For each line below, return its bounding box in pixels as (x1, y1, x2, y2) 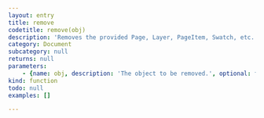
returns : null (8, 55, 55, 63)
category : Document (8, 41, 72, 48)
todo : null (8, 84, 44, 92)
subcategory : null (8, 48, 68, 55)
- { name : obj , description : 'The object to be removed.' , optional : (22, 70, 251, 77)
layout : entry (8, 11, 55, 20)
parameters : (8, 63, 47, 70)
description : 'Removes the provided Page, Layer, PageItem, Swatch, (8, 33, 237, 41)
